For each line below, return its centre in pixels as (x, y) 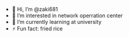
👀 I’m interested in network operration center (67, 16)
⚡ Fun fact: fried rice (37, 29)
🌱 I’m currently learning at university (57, 22)
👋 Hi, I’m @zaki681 (35, 9)
